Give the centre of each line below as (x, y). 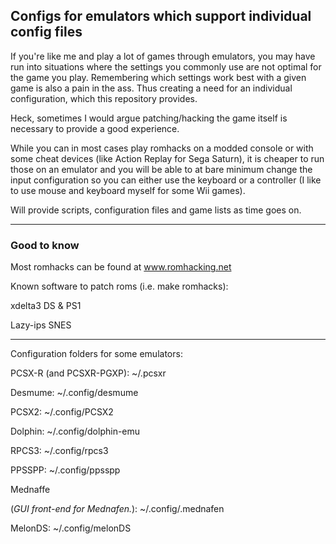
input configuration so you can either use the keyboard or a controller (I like (166, 180)
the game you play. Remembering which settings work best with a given (158, 77)
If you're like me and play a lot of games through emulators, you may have (163, 56)
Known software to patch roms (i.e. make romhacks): (119, 286)
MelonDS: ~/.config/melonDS (71, 528)
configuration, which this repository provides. (104, 98)
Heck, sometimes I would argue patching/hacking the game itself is (149, 118)
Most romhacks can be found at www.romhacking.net (121, 267)
